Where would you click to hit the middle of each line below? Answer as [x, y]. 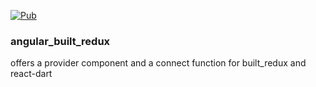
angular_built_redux [60, 41]
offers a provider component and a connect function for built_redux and [158, 63]
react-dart [31, 74]
